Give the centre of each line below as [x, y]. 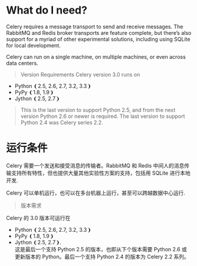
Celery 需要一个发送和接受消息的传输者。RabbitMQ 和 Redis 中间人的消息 [95, 165]
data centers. [22, 63]
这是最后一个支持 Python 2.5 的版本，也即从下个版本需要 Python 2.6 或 [101, 249]
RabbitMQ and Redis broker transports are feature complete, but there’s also [99, 32]
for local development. [33, 45]
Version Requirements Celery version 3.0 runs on [80, 74]
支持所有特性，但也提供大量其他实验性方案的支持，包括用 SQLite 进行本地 [101, 173]
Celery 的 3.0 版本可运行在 [38, 218]
